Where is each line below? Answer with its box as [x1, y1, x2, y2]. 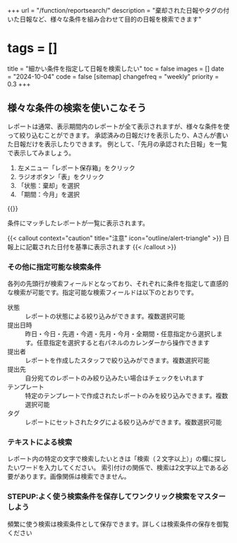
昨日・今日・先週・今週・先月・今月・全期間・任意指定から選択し [25, 330, 217, 338]
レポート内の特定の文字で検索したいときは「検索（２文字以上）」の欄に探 [7, 455, 221, 463]
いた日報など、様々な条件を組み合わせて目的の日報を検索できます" [7, 15, 202, 23]
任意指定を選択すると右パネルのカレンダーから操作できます [36, 338, 210, 347]
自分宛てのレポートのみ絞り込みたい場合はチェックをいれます [25, 374, 205, 383]
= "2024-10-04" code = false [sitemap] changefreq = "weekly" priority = [7, 72, 219, 80]
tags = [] [7, 40, 58, 56]
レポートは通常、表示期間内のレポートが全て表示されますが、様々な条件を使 [7, 122, 230, 131]
